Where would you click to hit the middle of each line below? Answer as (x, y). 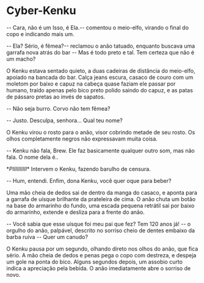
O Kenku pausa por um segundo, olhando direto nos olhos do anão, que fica (102, 249)
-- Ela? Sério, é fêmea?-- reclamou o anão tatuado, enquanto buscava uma (101, 46)
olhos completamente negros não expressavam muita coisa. (82, 139)
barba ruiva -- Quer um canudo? (47, 237)
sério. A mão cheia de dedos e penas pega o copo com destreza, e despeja (101, 255)
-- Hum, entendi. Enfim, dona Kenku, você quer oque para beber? (89, 180)
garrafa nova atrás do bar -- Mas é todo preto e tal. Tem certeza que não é (100, 52)
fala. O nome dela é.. (32, 157)
